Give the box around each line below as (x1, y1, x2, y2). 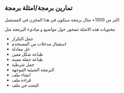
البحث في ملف (11, 82, 39, 88)
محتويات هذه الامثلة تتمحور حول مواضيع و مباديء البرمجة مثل (4, 26, 115, 32)
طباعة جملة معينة (11, 56, 43, 62)
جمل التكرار (11, 36, 34, 41)
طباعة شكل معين (11, 51, 43, 57)
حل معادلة (11, 46, 30, 52)
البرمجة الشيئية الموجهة (11, 67, 54, 73)
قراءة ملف (11, 77, 31, 83)
